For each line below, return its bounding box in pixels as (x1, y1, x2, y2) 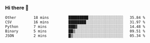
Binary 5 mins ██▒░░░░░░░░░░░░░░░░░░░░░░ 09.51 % (5, 29, 146, 33)
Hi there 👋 (5, 4, 29, 11)
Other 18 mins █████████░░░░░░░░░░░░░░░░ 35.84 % (5, 15, 146, 20)
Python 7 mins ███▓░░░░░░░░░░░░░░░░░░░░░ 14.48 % (5, 24, 146, 29)
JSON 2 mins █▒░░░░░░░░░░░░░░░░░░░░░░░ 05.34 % (5, 33, 146, 38)
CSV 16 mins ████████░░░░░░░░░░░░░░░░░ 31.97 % (5, 20, 146, 25)
